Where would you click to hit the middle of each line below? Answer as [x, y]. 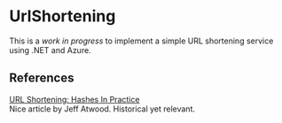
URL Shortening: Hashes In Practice [74, 99]
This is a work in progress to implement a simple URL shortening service [141, 41]
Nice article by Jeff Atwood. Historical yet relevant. [102, 109]
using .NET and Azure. [50, 50]
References [42, 78]
